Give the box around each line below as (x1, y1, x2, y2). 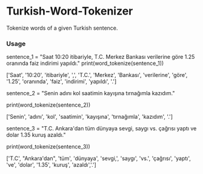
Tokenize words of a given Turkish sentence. (6, 24, 118, 32)
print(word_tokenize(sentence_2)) (6, 101, 91, 109)
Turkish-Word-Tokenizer (6, 4, 133, 18)
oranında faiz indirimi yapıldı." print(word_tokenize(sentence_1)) (6, 59, 164, 67)
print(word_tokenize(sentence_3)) (6, 143, 91, 150)
